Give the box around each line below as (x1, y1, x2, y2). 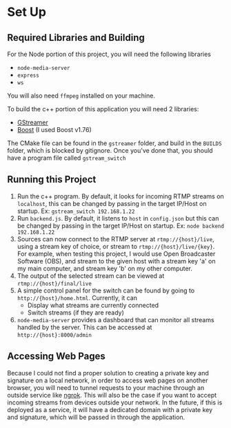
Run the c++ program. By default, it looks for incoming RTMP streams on (17, 192, 224, 201)
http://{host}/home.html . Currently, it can (17, 293, 138, 301)
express (17, 72, 39, 79)
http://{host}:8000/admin (17, 331, 92, 339)
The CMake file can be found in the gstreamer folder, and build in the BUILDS (7, 139, 222, 147)
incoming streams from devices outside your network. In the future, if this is (7, 398, 223, 407)
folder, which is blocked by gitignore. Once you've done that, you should (7, 147, 213, 154)
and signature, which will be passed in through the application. (7, 413, 185, 421)
